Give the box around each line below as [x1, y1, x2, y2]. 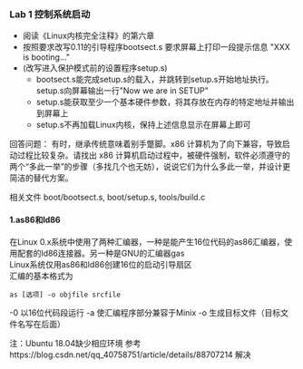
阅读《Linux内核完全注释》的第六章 [22, 30, 155, 42]
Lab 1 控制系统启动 [9, 7, 91, 20]
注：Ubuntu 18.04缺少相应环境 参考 [9, 337, 142, 348]
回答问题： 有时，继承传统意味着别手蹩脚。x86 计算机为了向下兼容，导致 [9, 139, 283, 150]
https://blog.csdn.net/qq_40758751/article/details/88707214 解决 [9, 349, 251, 360]
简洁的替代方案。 [9, 172, 73, 183]
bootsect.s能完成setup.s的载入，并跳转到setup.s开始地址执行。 [35, 74, 274, 85]
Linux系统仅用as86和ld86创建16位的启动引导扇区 [9, 258, 192, 269]
